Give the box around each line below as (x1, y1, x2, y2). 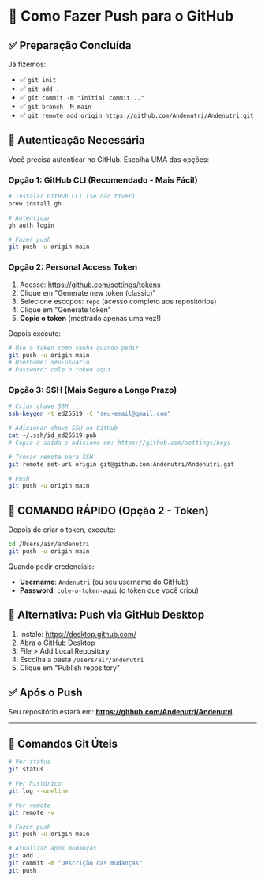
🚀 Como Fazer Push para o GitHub (8, 7, 234, 25)
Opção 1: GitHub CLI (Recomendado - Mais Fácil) (8, 174, 199, 185)
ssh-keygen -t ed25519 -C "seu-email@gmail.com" (8, 410, 171, 418)
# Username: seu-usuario (8, 359, 90, 367)
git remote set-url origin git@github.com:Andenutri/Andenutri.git (8, 460, 235, 469)
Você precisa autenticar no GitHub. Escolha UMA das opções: (8, 154, 210, 164)
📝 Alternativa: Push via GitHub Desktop (8, 609, 205, 622)
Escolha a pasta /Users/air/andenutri (19, 654, 144, 664)
